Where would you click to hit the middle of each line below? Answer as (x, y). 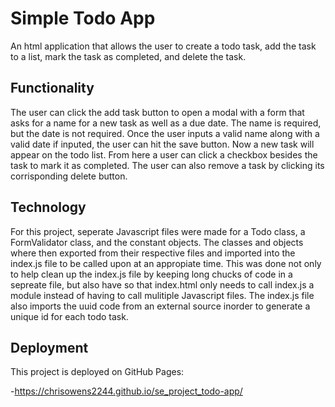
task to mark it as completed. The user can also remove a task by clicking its (167, 165)
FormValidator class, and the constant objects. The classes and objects (157, 242)
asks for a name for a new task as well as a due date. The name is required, (166, 123)
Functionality (52, 88)
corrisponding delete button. (69, 176)
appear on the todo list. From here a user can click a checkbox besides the (164, 154)
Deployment (49, 347)
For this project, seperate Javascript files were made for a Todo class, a (158, 231)
